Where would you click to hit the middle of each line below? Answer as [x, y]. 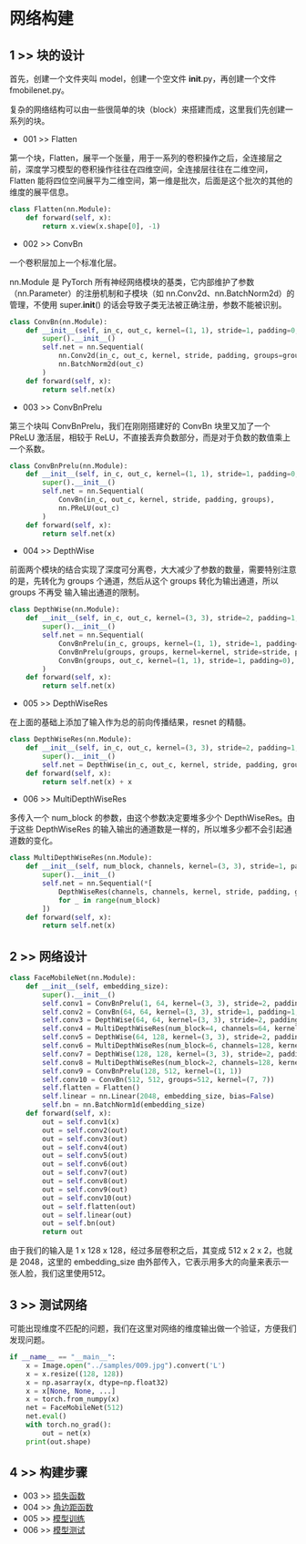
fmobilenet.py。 [40, 90]
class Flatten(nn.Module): [61, 210]
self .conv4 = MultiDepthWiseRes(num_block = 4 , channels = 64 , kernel [171, 1029]
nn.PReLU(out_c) [89, 508]
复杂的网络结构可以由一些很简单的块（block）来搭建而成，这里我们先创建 [148, 109]
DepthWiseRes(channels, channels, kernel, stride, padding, [174, 892]
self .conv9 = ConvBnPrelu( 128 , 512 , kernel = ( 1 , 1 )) [143, 1071]
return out [63, 1232]
